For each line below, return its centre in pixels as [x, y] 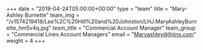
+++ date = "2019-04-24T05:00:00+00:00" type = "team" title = [87, 9]
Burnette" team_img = [52, 15]
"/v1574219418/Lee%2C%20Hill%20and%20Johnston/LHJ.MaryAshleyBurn [102, 21]
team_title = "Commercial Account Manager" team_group [124, 28]
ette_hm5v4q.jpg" [29, 28]
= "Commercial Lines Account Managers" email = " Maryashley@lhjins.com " [101, 34]
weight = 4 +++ [26, 41]
